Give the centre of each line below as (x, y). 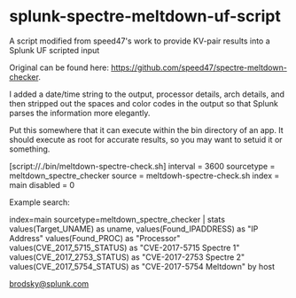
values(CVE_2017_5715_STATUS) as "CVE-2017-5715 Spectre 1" (125, 247)
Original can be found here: (59, 67)
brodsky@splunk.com (49, 283)
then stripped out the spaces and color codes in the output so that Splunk (144, 103)
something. (30, 149)
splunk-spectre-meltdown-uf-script (145, 16)
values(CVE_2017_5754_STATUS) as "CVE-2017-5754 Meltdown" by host (142, 266)
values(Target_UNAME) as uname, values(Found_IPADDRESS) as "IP (134, 229)
